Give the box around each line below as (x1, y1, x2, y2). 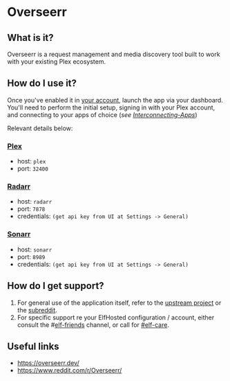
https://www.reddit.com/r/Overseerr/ (17, 366, 122, 375)
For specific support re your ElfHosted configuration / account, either (17, 313, 215, 321)
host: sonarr (17, 245, 52, 254)
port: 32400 (17, 164, 48, 173)
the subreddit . (17, 305, 57, 314)
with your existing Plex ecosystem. (7, 57, 106, 66)
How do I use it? (7, 78, 77, 89)
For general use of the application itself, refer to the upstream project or (17, 299, 222, 307)
